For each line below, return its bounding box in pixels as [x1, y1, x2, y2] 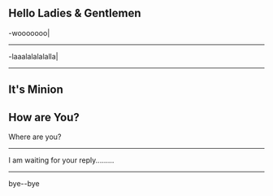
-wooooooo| [8, 28, 50, 37]
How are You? [8, 110, 80, 124]
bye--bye [8, 179, 40, 189]
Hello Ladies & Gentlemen [8, 7, 141, 20]
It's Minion [8, 83, 63, 97]
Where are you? [8, 132, 62, 142]
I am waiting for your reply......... [8, 155, 115, 165]
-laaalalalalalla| [8, 51, 58, 61]
